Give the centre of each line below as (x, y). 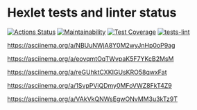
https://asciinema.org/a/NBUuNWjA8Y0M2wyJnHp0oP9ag (91, 45)
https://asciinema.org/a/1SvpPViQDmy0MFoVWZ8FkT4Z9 (89, 85)
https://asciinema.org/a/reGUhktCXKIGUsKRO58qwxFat (87, 72)
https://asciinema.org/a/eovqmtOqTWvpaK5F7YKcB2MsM (91, 58)
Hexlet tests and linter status (92, 13)
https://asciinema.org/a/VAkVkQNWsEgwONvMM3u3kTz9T (93, 99)
